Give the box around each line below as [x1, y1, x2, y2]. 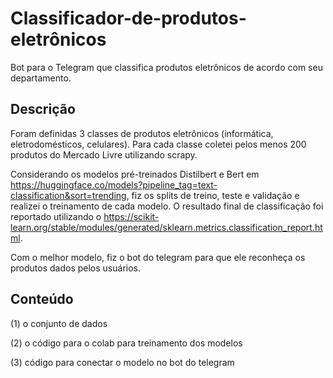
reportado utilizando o [10, 210, 102, 222]
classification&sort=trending [10, 189, 127, 201]
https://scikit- [103, 210, 160, 222]
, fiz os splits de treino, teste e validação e [126, 189, 300, 201]
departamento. [10, 72, 72, 84]
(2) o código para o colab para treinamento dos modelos [10, 337, 243, 349]
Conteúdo [10, 291, 74, 308]
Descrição [10, 101, 76, 118]
